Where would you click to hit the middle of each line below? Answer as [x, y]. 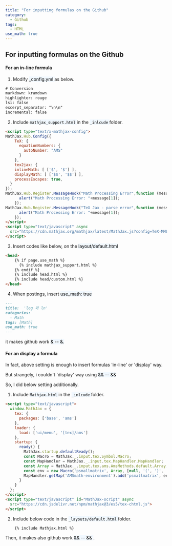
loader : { [25, 428]
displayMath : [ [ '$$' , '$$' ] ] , [49, 174]
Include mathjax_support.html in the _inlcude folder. [68, 122]
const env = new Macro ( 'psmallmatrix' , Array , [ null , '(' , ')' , [94, 471]
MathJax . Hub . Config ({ [28, 136]
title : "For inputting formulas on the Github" [57, 10]
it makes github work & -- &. [35, 342]
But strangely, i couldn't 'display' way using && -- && [61, 375]
